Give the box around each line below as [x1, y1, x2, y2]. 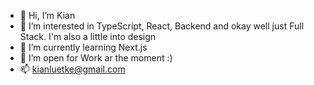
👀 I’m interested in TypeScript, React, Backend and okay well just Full [19, 20, 305, 32]
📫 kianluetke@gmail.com [19, 63, 126, 75]
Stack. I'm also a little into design [19, 31, 157, 42]
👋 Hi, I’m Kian [19, 10, 76, 21]
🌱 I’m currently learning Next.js [19, 41, 148, 53]
